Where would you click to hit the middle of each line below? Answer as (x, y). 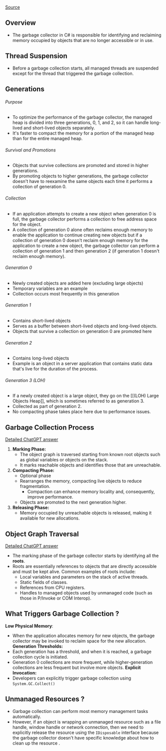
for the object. (27, 224)
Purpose (14, 101)
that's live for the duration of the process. (55, 369)
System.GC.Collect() (34, 684)
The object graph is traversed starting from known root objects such (90, 454)
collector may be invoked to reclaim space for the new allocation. (79, 641)
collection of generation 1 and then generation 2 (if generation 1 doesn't (86, 251)
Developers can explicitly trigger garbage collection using (72, 678)
